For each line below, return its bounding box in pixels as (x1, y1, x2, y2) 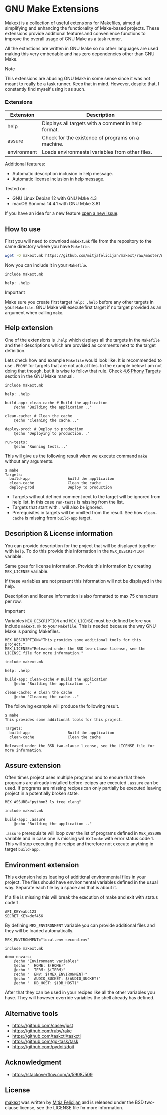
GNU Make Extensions (5, 3, 99, 15)
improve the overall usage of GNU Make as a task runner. (5, 36, 123, 42)
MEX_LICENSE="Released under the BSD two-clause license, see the (5, 646, 146, 651)
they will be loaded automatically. (5, 928, 74, 934)
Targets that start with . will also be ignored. (12, 504, 103, 510)
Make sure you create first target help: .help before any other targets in (5, 299, 154, 305)
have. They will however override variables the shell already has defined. (5, 995, 155, 1001)
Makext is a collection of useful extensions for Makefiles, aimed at (5, 20, 141, 26)
